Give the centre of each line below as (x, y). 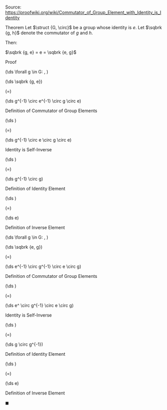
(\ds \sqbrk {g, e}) (24, 81)
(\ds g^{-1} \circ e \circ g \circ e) (38, 140)
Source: (13, 7)
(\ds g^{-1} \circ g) (24, 179)
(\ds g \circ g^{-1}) (24, 344)
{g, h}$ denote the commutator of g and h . (49, 33)
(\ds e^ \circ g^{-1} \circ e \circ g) (39, 305)
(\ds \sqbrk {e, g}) (24, 247)
